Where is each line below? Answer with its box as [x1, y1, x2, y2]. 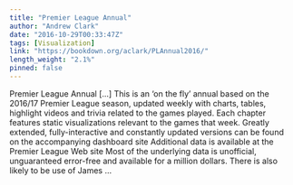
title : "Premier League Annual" [9, 13, 132, 23]
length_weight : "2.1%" [9, 55, 95, 64]
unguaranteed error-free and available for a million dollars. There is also [9, 155, 278, 166]
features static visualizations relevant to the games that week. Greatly [9, 116, 270, 127]
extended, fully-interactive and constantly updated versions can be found [9, 126, 284, 137]
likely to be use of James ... [9, 164, 112, 176]
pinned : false [9, 64, 63, 73]
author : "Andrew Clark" [9, 22, 100, 31]
